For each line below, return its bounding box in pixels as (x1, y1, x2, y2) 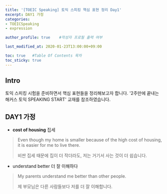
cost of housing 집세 (12, 127, 56, 133)
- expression (5, 26, 33, 31)
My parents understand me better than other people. (17, 173, 126, 179)
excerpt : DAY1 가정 (5, 12, 44, 17)
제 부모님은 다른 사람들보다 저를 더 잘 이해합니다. (17, 183, 113, 189)
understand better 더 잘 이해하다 (12, 163, 78, 169)
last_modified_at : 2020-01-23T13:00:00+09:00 (5, 44, 102, 49)
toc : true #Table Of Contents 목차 (5, 53, 82, 58)
